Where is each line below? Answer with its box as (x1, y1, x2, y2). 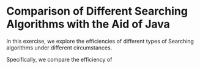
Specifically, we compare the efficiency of (6, 56, 113, 63)
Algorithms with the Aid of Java (6, 17, 170, 31)
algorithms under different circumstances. (6, 44, 113, 51)
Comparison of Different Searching (6, 4, 188, 18)
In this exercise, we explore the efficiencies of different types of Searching (6, 37, 194, 45)
